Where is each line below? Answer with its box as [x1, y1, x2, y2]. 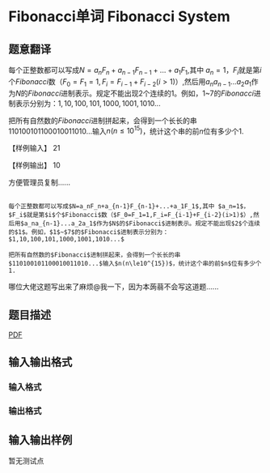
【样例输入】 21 [8, 143, 61, 153]
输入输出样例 [8, 433, 73, 446]
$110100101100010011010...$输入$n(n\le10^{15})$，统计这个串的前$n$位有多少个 [8, 260, 262, 268]
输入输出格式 [8, 356, 73, 369]
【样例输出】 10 [8, 160, 61, 170]
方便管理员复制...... [8, 177, 71, 187]
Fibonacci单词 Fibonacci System [8, 7, 230, 26]
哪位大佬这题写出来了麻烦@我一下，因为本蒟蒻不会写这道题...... [8, 282, 219, 292]
